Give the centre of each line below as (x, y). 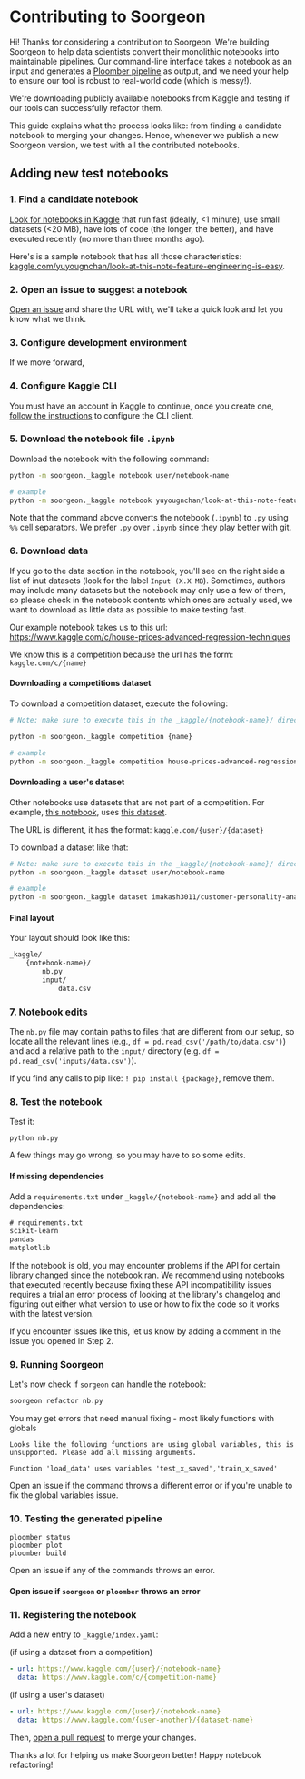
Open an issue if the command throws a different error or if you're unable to (151, 1486)
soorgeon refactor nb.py (56, 1401)
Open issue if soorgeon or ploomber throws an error (105, 1592)
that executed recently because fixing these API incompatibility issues (141, 1285)
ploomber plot (36, 1546)
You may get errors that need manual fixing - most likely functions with (142, 1419)
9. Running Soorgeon (57, 1364)
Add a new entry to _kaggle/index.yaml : (84, 1634)
